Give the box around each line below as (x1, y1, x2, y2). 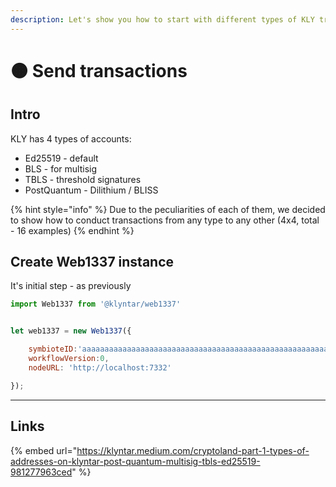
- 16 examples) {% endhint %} (10, 224, 135, 236)
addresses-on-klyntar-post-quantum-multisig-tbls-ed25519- (10, 455, 261, 467)
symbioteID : (28, 344, 78, 355)
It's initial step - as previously (10, 280, 132, 292)
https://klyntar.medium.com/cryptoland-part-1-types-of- (76, 444, 310, 456)
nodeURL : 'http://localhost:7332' (28, 362, 172, 373)
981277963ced (10, 466, 73, 478)
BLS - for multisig (24, 162, 98, 175)
